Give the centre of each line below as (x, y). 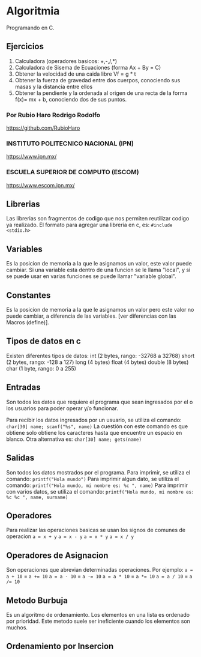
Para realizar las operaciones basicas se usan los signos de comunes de (96, 530)
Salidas (20, 458)
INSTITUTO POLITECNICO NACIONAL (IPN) (70, 144)
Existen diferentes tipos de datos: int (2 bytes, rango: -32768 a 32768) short (100, 356)
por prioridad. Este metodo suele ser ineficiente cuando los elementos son (98, 621)
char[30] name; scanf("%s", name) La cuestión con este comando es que (97, 426)
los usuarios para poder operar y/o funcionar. (62, 408)
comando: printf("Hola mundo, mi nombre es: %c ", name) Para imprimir (97, 485)
